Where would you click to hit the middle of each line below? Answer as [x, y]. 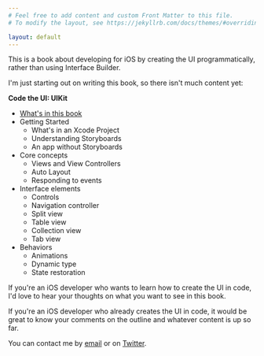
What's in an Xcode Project [75, 130]
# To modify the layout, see [56, 23]
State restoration [58, 273]
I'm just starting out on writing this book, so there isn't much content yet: [126, 83]
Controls [45, 197]
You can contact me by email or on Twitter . [77, 343]
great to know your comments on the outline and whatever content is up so [130, 320]
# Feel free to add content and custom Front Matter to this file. [121, 15]
